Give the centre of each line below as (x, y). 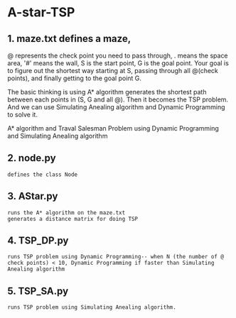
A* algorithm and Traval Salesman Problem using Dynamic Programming (113, 128)
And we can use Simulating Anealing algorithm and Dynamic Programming (116, 107)
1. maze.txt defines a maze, (69, 39)
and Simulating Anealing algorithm (58, 136)
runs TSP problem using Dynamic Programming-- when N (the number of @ (116, 257)
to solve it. (22, 115)
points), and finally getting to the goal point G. (75, 78)
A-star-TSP (41, 12)
